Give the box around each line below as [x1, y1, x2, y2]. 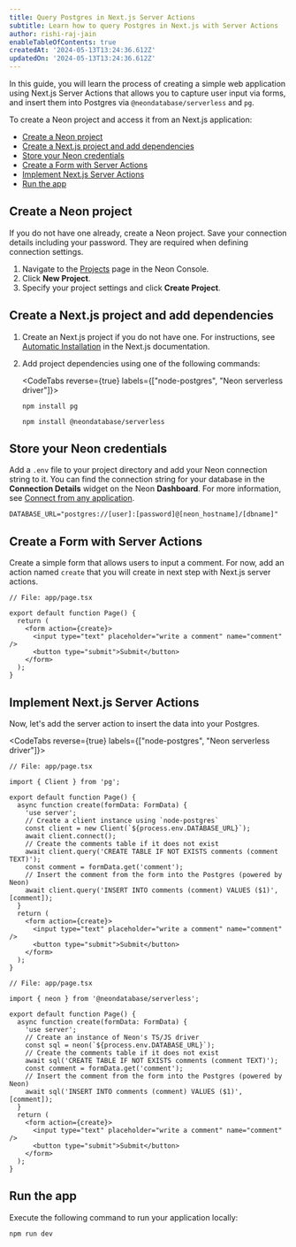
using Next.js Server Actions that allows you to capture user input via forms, [9, 88, 286, 98]
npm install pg [21, 402, 79, 411]
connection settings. [9, 246, 84, 257]
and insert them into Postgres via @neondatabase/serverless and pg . [9, 97, 254, 107]
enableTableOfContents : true [9, 37, 117, 47]
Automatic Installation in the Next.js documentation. [21, 341, 210, 351]
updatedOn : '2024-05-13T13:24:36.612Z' [9, 54, 156, 63]
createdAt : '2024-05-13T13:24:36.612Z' [9, 46, 156, 55]
